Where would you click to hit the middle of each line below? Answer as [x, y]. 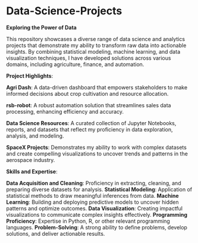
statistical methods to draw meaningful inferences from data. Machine [93, 195]
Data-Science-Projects [64, 11]
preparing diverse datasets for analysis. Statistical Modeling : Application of [99, 189]
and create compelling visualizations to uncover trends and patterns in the [97, 154]
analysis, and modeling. [35, 136]
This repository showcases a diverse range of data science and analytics [96, 39]
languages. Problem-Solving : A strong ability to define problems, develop [97, 227]
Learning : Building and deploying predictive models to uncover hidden [93, 202]
